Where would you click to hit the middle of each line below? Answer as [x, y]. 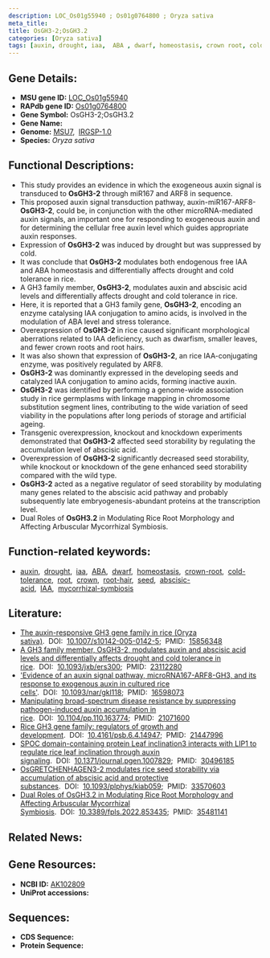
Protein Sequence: [52, 946]
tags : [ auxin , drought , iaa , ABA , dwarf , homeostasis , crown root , [127, 46]
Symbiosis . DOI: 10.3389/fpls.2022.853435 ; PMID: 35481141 [123, 812]
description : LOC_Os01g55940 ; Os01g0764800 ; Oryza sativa [111, 16]
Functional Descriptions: [71, 166]
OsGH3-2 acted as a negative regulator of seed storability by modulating [141, 484]
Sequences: [39, 917]
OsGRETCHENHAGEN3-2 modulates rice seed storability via [119, 769]
